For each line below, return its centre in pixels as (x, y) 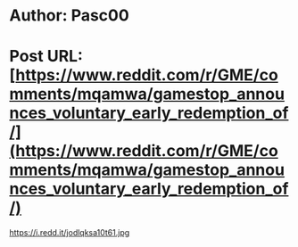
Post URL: (46, 57)
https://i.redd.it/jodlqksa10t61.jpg (70, 233)
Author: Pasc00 (69, 16)
